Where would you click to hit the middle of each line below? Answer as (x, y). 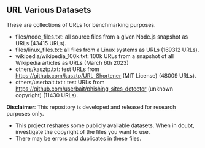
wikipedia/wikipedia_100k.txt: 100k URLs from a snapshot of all (94, 56)
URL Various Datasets (49, 10)
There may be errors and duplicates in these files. (78, 138)
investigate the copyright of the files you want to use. (83, 131)
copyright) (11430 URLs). (47, 95)
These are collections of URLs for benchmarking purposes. (81, 24)
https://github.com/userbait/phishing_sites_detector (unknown (94, 89)
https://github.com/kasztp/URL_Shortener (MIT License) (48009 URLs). (106, 75)
